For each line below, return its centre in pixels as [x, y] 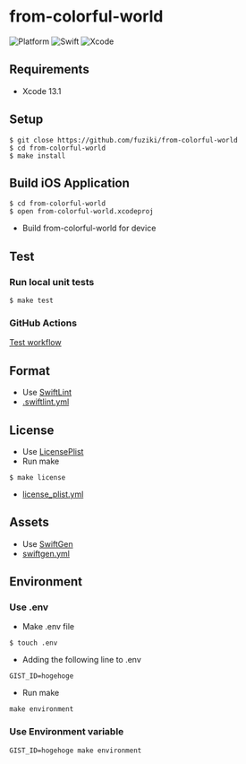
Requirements [49, 69]
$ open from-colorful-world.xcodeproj [81, 212]
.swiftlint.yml [46, 402]
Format [30, 371]
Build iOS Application [69, 182]
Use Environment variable [67, 732]
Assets [29, 522]
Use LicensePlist [53, 451]
